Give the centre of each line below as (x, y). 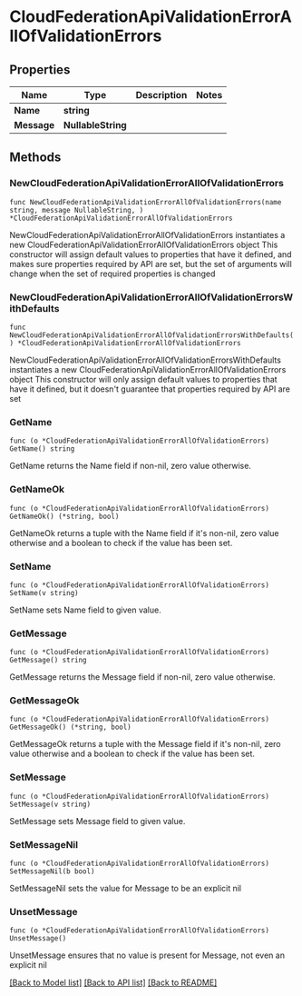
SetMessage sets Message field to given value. (97, 821)
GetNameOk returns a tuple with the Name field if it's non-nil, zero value (144, 533)
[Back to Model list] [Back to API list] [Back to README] (113, 982)
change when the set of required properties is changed (112, 274)
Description (161, 95)
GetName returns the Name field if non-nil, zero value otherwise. (131, 466)
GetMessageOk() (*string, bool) (70, 727)
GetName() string (42, 449)
